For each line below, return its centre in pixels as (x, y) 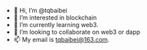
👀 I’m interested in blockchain (55, 18)
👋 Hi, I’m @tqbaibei (40, 10)
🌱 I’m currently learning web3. (56, 25)
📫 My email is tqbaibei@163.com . (62, 40)
